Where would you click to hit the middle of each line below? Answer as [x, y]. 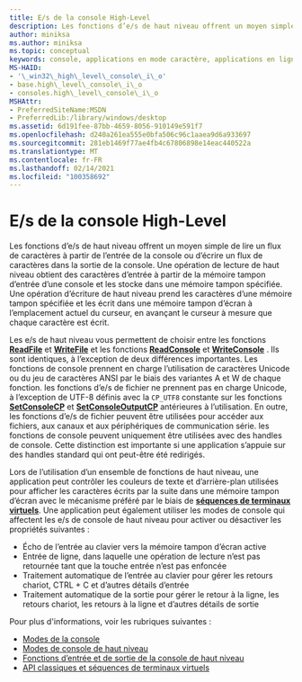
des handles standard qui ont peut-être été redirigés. [107, 454]
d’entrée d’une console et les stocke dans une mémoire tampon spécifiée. [146, 284]
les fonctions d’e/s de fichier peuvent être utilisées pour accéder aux [137, 417]
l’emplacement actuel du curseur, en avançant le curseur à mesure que [141, 313]
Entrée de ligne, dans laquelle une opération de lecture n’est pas [141, 556]
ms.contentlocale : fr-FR [56, 160]
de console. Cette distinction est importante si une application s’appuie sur [147, 445]
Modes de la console [61, 639]
